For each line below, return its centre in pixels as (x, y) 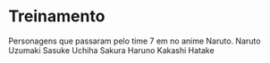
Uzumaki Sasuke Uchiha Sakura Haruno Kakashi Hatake (112, 50)
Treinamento (57, 16)
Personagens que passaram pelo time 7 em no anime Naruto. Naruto (135, 41)
